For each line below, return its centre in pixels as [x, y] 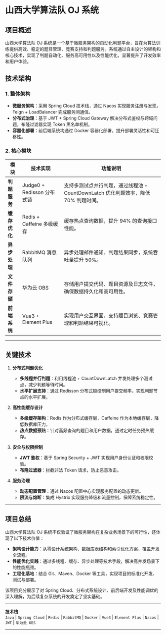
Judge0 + [33, 185]
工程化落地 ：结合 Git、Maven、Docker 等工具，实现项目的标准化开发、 [84, 574]
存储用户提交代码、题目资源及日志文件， [111, 284]
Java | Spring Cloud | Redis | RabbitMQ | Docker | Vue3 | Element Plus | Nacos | [82, 617]
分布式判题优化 [27, 368]
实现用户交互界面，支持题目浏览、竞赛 [108, 315]
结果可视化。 [99, 323]
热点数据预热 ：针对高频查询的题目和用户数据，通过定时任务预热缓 [87, 430]
